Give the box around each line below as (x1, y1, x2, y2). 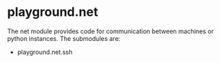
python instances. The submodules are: (7, 34, 121, 42)
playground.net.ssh (17, 48, 73, 56)
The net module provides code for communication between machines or (7, 27, 214, 35)
